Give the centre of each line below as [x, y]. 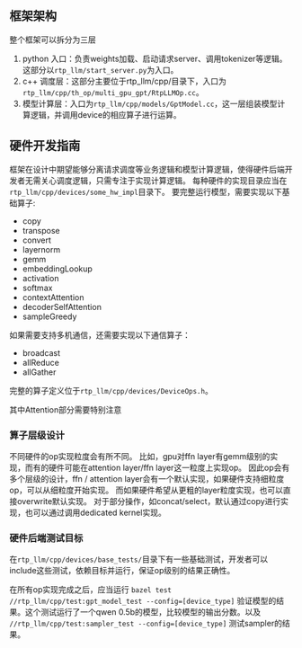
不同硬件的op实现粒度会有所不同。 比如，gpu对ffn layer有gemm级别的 [140, 456]
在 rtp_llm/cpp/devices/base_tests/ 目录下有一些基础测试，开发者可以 [138, 559]
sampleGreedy [49, 316]
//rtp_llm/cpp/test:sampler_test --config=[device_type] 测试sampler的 [146, 624]
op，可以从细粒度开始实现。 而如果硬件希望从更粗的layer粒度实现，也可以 [146, 490]
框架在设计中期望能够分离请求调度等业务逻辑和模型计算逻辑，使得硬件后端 [147, 169]
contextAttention [53, 297]
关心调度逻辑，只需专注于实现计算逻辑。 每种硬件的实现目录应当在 [164, 180]
